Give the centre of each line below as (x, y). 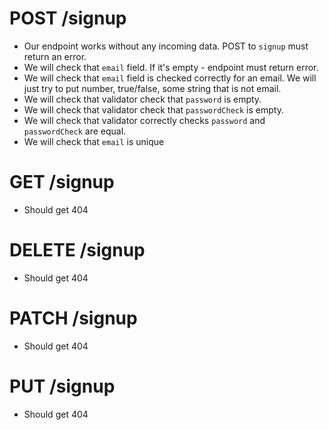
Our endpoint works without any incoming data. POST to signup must (166, 46)
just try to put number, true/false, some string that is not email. (152, 88)
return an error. (55, 56)
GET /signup (62, 182)
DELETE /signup (77, 250)
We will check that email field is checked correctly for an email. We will (170, 78)
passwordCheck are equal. (75, 131)
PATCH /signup (73, 318)
